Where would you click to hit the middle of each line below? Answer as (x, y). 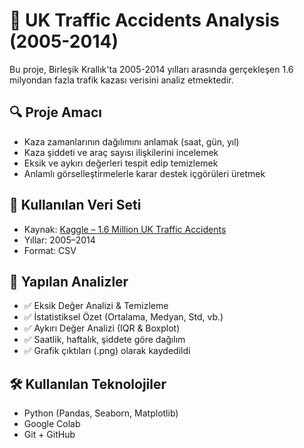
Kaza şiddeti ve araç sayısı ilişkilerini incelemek (121, 152)
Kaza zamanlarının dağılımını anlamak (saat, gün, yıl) (131, 141)
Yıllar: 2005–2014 (59, 240)
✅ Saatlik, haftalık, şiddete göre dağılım (104, 340)
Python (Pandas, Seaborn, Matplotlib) (101, 413)
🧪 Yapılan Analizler (69, 281)
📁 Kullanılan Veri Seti (75, 205)
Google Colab (52, 424)
